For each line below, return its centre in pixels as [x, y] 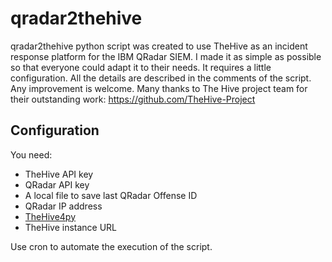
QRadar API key [57, 184]
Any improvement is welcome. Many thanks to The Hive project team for [159, 88]
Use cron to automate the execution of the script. [111, 246]
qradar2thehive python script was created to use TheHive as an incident [159, 46]
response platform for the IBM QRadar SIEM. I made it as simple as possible [166, 56]
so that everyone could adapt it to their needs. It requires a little [141, 67]
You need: [31, 154]
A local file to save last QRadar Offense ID [111, 195]
